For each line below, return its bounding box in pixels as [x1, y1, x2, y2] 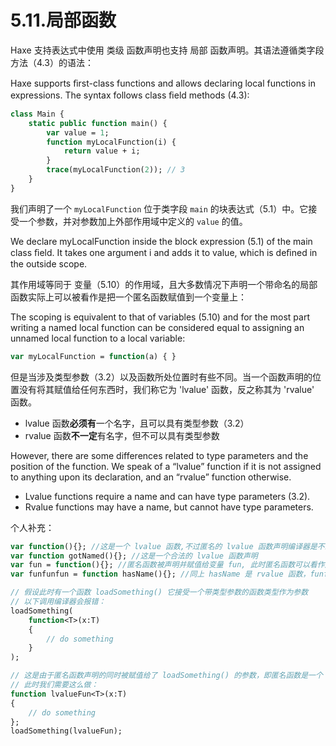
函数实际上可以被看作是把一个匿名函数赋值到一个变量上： [10, 291, 247, 303]
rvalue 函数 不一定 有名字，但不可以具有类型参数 [24, 429, 220, 441]
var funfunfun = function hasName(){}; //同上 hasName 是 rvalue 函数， [10, 569, 311, 580]
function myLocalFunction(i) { [46, 137, 177, 147]
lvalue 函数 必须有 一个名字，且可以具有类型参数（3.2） [24, 417, 250, 429]
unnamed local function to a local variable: [10, 332, 186, 344]
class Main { [10, 109, 65, 119]
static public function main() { [28, 118, 168, 128]
